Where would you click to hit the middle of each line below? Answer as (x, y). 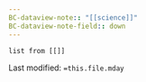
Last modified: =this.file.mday (66, 68)
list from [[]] (37, 50)
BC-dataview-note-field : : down (67, 26)
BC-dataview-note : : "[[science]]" (73, 18)
